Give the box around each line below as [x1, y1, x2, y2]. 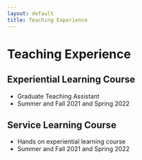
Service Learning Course [7, 119, 117, 131]
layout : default [7, 10, 54, 17]
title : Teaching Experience [7, 17, 88, 23]
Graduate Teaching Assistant [17, 92, 100, 100]
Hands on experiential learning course [17, 137, 126, 146]
